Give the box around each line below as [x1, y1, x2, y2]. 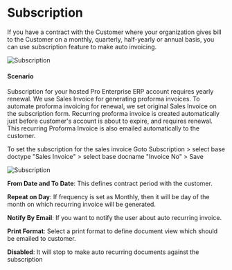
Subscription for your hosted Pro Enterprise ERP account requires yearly [7, 87, 214, 96]
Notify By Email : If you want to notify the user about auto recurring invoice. [7, 214, 222, 222]
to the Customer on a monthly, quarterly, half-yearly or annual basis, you [7, 35, 215, 43]
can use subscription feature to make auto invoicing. [7, 42, 157, 51]
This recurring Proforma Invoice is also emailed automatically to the [7, 124, 199, 133]
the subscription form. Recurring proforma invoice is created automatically [7, 110, 220, 118]
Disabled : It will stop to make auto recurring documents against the [7, 248, 199, 256]
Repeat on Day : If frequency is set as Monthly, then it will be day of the [7, 193, 210, 201]
